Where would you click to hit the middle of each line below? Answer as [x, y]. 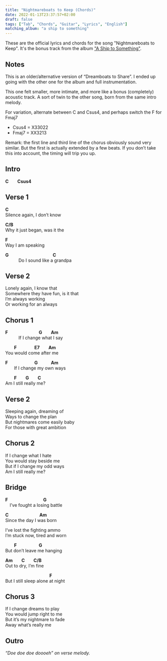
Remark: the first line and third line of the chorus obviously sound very [78, 143]
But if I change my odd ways [35, 466]
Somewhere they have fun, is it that [42, 294]
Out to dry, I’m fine [24, 565]
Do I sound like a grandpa [45, 260]
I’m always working [25, 299]
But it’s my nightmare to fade [35, 620]
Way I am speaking [25, 245]
